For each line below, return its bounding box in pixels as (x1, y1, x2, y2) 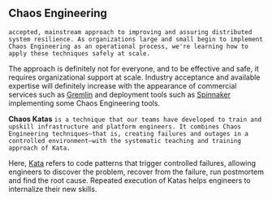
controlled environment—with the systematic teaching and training (8, 137, 242, 145)
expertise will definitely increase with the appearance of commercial (8, 80, 237, 90)
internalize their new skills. (8, 184, 97, 193)
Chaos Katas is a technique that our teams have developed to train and (8, 114, 262, 124)
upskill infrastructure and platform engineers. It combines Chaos (8, 122, 242, 131)
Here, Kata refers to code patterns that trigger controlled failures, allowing (8, 158, 257, 167)
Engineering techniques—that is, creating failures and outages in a (8, 129, 249, 137)
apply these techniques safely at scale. (8, 49, 151, 58)
